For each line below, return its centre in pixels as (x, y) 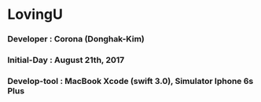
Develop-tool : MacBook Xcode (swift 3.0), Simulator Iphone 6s (130, 81)
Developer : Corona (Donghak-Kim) (76, 39)
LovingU (35, 15)
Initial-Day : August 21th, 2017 (66, 60)
